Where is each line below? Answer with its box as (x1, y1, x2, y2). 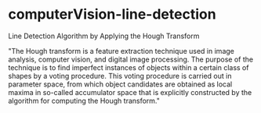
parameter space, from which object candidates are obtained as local (8, 79, 233, 89)
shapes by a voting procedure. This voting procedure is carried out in (8, 71, 232, 80)
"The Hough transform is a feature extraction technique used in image (8, 46, 235, 55)
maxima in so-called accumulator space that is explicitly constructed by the (8, 87, 252, 97)
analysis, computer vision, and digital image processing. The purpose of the (8, 55, 253, 64)
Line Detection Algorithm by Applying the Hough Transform (8, 31, 200, 41)
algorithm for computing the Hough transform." (8, 96, 161, 105)
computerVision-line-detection (8, 5, 217, 23)
